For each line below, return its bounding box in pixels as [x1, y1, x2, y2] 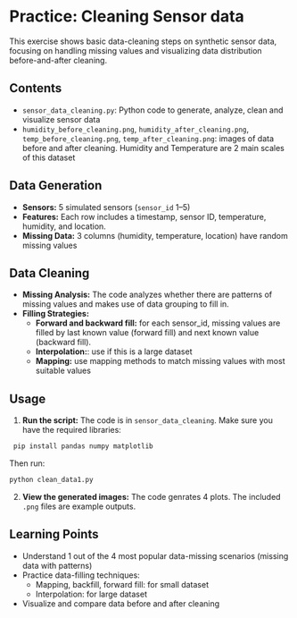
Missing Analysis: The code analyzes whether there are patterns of [21, 289, 273, 301]
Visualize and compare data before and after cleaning [21, 597, 220, 609]
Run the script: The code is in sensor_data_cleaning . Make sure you [21, 415, 274, 426]
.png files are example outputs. [21, 501, 136, 512]
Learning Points [9, 527, 99, 542]
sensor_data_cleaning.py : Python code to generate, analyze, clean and [21, 105, 284, 115]
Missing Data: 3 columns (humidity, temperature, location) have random [21, 230, 288, 241]
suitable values [35, 365, 92, 377]
